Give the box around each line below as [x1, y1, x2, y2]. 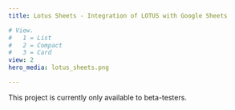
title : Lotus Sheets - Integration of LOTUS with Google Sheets [8, 11, 228, 20]
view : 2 [8, 56, 34, 64]
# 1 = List [8, 34, 52, 42]
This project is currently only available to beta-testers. [8, 92, 187, 102]
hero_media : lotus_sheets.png [8, 63, 110, 72]
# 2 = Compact [8, 41, 63, 49]
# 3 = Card [8, 49, 52, 57]
